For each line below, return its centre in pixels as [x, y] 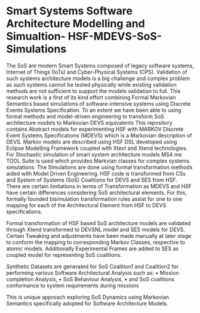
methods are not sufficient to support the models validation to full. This [93, 91]
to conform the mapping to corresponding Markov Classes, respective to [96, 242]
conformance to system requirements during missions [73, 286]
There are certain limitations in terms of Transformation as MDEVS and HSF [99, 186]
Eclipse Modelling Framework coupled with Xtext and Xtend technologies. [97, 148]
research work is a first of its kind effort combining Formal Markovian [91, 97]
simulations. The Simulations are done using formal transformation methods [99, 167]
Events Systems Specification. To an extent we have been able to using [94, 110]
